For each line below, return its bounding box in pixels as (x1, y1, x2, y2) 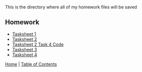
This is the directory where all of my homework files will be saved (5, 4, 137, 10)
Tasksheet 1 (12, 31, 36, 37)
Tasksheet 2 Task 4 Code (12, 41, 64, 47)
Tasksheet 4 (12, 52, 38, 57)
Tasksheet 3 (12, 46, 37, 53)
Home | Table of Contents (5, 61, 57, 67)
